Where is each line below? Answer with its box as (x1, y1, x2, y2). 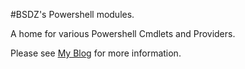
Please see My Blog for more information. (10, 47, 182, 59)
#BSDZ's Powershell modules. (10, 9, 135, 20)
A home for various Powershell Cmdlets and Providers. (10, 28, 236, 39)
